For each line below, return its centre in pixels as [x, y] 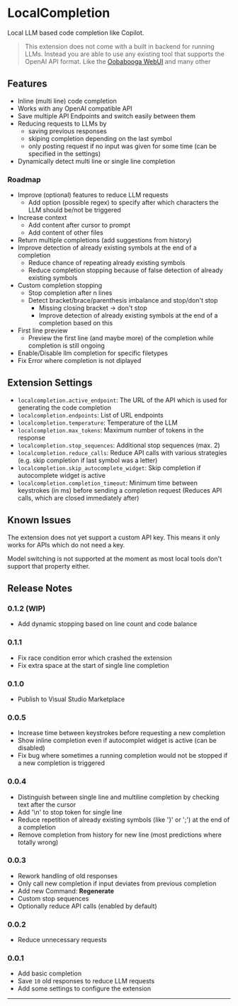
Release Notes [40, 589]
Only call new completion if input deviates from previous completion [117, 883]
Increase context [42, 218]
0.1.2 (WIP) [27, 608]
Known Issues [39, 520]
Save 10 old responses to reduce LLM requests [86, 981]
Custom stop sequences [53, 898]
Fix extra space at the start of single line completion [93, 665]
